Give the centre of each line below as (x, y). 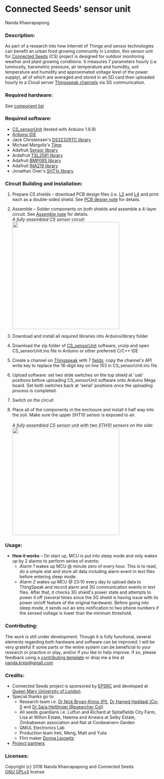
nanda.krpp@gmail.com (29, 662)
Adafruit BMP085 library (36, 160)
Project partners (28, 743)
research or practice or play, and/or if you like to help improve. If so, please (81, 652)
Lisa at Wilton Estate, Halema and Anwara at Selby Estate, (77, 717)
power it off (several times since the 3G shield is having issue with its (89, 598)
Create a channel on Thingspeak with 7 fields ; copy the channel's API (82, 360)
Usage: (14, 545)
